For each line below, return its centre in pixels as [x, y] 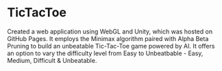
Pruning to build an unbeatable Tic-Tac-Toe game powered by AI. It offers [111, 46]
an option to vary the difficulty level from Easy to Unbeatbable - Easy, [105, 53]
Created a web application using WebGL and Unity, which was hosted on [110, 31]
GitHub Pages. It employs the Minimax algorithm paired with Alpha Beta [108, 38]
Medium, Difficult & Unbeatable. [52, 60]
